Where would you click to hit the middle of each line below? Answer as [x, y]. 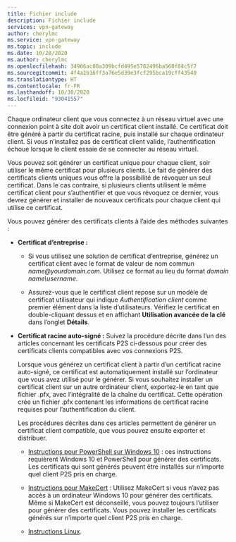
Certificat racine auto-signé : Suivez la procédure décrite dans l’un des [122, 336]
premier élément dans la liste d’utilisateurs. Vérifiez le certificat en [124, 307]
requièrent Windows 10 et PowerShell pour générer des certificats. [125, 459]
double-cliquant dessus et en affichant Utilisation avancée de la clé [127, 315]
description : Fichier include [52, 20]
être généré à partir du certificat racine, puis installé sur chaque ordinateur [116, 134]
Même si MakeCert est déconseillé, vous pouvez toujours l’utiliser [123, 503]
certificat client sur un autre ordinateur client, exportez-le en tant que [118, 387]
